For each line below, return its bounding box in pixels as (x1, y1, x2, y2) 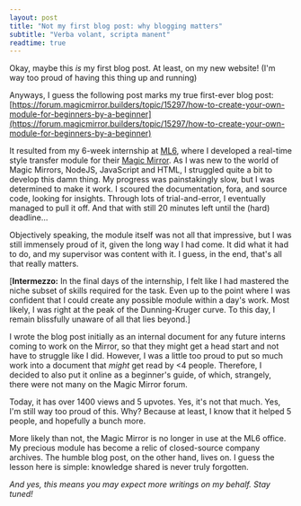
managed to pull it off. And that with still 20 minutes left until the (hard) (9, 203, 270, 214)
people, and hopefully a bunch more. (9, 415, 146, 427)
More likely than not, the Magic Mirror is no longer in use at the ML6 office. (9, 433, 287, 444)
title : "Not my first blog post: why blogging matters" (9, 22, 223, 31)
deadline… (9, 212, 49, 223)
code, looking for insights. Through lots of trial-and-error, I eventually (9, 193, 267, 204)
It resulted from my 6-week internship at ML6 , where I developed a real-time (9, 146, 292, 156)
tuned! (9, 489, 33, 500)
